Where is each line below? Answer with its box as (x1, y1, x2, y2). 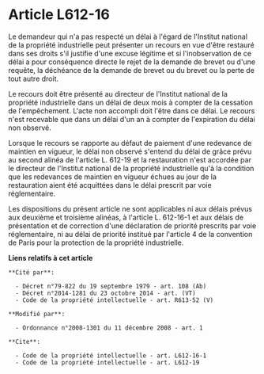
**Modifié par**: (8, 310, 66, 318)
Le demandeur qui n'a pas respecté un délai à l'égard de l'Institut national (8, 32, 247, 41)
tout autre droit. (8, 74, 59, 83)
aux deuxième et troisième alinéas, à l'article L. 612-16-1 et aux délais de (8, 212, 243, 222)
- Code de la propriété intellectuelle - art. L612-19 (15, 358, 200, 366)
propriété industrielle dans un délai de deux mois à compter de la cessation (8, 97, 254, 107)
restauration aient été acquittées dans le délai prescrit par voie (8, 180, 212, 189)
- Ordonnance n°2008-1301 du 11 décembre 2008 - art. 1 (15, 323, 203, 332)
